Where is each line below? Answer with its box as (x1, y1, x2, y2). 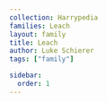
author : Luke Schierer (9, 47, 94, 55)
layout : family (9, 30, 67, 38)
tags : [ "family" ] (9, 55, 75, 64)
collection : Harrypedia (9, 13, 99, 22)
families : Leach (9, 21, 70, 30)
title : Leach (9, 38, 58, 47)
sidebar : (9, 71, 42, 81)
